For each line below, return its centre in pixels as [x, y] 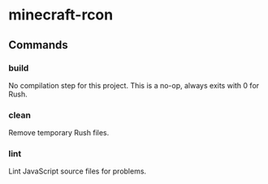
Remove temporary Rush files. [59, 133]
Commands [39, 45]
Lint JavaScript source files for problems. [78, 171]
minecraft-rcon [61, 15]
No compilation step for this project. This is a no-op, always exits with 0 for [134, 85]
